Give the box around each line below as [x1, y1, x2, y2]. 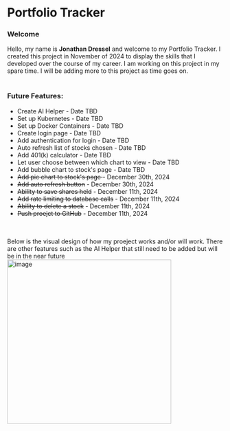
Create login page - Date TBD [16, 129, 102, 137]
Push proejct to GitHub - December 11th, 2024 [16, 209, 148, 217]
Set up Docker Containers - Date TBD [16, 122, 124, 130]
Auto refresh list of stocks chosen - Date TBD [16, 143, 146, 152]
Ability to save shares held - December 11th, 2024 [16, 187, 158, 195]
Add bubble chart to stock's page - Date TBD [16, 165, 146, 173]
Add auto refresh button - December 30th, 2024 [16, 180, 154, 188]
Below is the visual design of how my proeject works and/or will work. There [7, 237, 223, 245]
